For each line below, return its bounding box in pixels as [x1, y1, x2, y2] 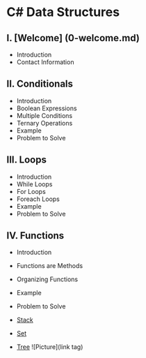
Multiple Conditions [16, 111, 73, 119]
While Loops [16, 179, 53, 188]
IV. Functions [6, 230, 65, 241]
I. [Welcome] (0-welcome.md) [6, 32, 140, 44]
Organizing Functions [16, 275, 78, 283]
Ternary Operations [16, 119, 73, 127]
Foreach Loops [16, 195, 60, 203]
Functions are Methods [16, 262, 83, 270]
